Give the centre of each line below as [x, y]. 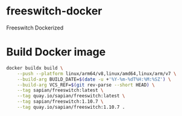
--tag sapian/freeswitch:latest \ [60, 90]
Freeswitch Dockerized [35, 28]
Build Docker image [56, 52]
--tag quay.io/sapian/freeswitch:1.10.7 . [71, 107]
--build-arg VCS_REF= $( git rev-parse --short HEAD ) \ [86, 85]
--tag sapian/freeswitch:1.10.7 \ [60, 102]
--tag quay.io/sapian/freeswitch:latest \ [71, 96]
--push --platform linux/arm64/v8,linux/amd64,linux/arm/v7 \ [97, 73]
